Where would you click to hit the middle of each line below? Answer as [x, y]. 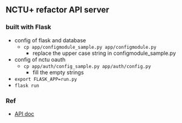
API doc [24, 113]
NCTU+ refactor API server [57, 10]
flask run [27, 86]
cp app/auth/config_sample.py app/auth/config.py [87, 66]
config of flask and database [50, 40]
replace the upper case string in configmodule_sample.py [104, 53]
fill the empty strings [58, 72]
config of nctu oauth [40, 59]
